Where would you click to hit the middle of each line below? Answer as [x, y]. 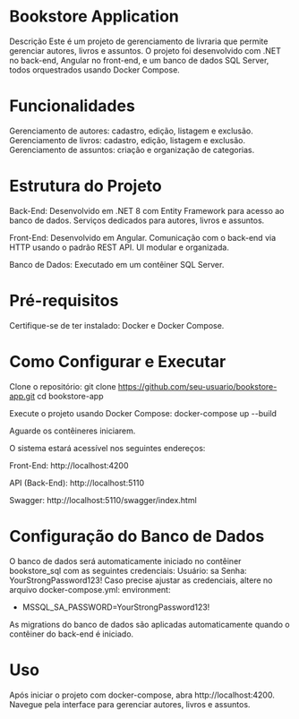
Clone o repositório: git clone [63, 386]
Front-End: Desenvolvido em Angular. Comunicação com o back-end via [142, 237]
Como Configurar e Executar [118, 361]
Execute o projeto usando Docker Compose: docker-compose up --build [143, 413]
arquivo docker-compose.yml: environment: [90, 589]
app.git [22, 396]
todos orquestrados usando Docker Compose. [95, 70]
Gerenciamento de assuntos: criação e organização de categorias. [132, 150]
